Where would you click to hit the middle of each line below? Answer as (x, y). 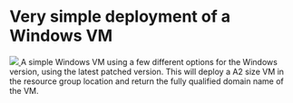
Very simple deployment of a (120, 17)
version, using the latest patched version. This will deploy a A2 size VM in (146, 71)
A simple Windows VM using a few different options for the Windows (149, 61)
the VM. (24, 90)
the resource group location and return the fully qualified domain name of (146, 81)
